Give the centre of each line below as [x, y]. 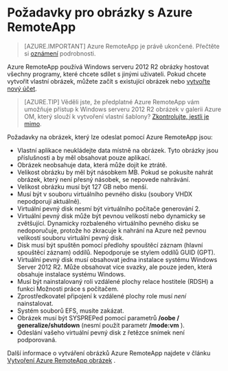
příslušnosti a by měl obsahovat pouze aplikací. [84, 157]
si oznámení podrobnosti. [60, 53]
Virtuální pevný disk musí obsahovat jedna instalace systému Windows [117, 259]
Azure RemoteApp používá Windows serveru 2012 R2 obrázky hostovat [108, 67]
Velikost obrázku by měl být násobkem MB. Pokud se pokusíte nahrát [115, 172]
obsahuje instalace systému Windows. [71, 274]
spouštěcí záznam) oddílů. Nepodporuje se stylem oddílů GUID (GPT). [116, 252]
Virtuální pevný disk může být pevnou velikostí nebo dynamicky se [111, 216]
